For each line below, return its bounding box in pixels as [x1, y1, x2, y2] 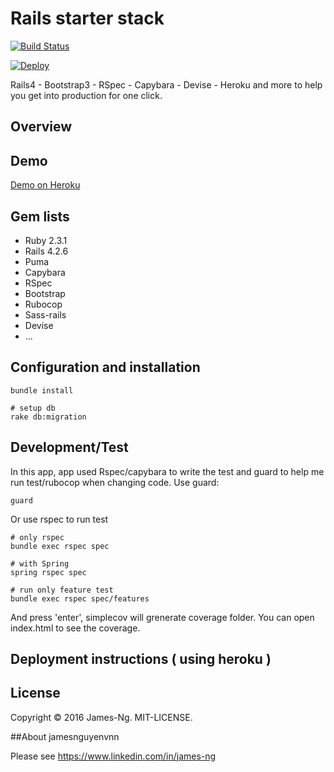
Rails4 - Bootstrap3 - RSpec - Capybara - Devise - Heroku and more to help [10, 78, 323, 91]
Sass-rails [24, 308, 67, 321]
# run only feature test [10, 585, 114, 595]
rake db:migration [10, 412, 87, 422]
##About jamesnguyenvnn [10, 730, 120, 742]
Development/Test [10, 439, 129, 456]
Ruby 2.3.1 [24, 234, 68, 246]
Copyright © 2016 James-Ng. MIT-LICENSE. [10, 711, 193, 723]
